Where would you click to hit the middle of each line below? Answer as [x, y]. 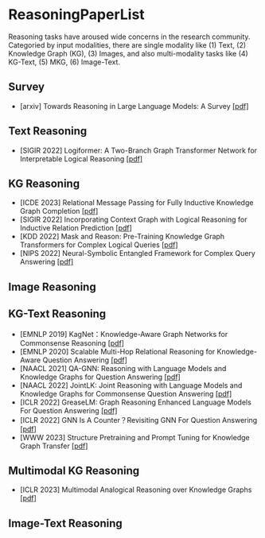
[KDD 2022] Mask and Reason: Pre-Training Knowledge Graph [122, 237]
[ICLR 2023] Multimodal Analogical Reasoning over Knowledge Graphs [136, 490]
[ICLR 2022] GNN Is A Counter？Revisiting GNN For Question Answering [138, 420]
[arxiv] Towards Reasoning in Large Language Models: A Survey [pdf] [134, 106]
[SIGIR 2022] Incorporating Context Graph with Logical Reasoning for [133, 219]
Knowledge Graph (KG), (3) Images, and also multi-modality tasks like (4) [128, 53]
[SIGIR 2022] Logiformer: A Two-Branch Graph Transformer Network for [138, 150]
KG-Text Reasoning [57, 314]
